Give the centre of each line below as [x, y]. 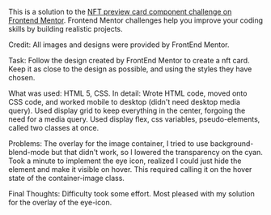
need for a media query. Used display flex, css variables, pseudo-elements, [134, 119]
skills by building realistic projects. [66, 29]
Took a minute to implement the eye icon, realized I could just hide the [125, 161]
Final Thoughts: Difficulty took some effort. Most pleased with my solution [131, 193]
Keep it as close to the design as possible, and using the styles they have [130, 69]
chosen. [22, 77]
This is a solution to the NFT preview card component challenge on [120, 12]
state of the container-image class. [67, 178]
